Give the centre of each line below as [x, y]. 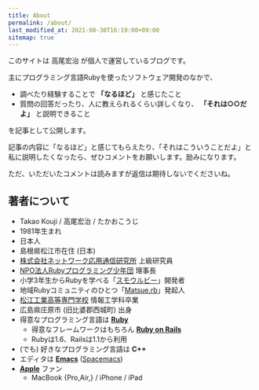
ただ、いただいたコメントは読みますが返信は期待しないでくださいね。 [122, 174]
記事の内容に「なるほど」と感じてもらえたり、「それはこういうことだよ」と [130, 147]
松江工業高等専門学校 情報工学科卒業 [79, 300]
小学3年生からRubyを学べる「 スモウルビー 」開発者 [102, 281]
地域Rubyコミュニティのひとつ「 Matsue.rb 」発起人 [102, 290]
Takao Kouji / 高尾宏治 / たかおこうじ [79, 222]
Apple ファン [41, 369]
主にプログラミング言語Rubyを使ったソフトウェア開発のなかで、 [113, 77]
